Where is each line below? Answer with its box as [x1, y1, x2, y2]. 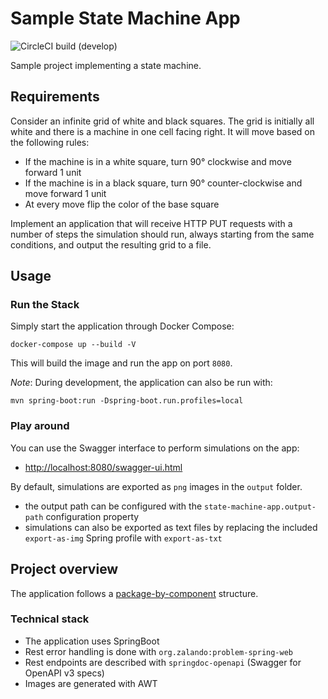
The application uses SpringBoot [24, 635, 160, 647]
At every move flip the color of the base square [24, 198, 220, 210]
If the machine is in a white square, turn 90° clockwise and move [24, 155, 292, 167]
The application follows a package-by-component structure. [10, 587, 259, 599]
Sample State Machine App [10, 7, 241, 30]
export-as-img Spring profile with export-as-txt [24, 532, 223, 544]
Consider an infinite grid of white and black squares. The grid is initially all [10, 115, 315, 127]
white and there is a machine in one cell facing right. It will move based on [10, 125, 316, 137]
